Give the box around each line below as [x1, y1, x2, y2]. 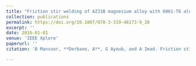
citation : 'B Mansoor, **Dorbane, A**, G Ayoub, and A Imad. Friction [6, 46, 181, 52]
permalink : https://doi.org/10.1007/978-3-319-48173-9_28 [6, 19, 150, 25]
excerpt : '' [6, 24, 35, 31]
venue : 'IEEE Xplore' [6, 35, 59, 41]
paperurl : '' [6, 41, 38, 47]
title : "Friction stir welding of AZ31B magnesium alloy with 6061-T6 [6, 8, 181, 14]
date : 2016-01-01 [6, 30, 48, 36]
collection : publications [6, 14, 69, 20]
